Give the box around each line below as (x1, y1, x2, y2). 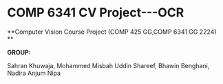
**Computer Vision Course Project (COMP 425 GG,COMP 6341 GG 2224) (7, 28, 217, 36)
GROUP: (7, 48, 31, 56)
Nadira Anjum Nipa (7, 69, 61, 77)
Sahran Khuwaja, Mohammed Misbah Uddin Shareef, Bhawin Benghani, (7, 61, 210, 70)
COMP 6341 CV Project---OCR (7, 5, 184, 21)
